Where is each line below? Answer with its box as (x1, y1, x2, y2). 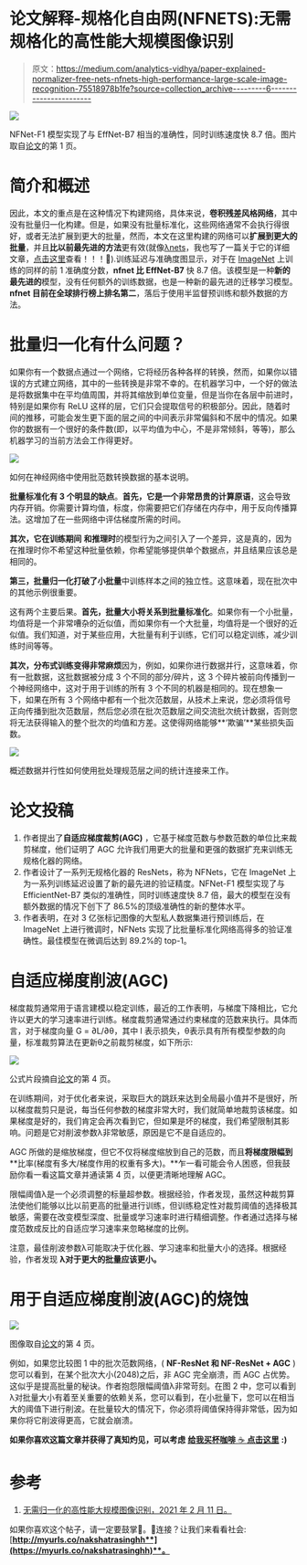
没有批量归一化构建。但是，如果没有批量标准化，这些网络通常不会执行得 (9, 218, 281, 229)
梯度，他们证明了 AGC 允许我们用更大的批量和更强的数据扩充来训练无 (30, 843, 293, 854)
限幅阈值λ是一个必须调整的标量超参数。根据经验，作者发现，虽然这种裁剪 (9, 1189, 287, 1200)
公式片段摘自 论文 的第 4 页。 (9, 1073, 116, 1084)
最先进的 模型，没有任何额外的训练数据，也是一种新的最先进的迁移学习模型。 (9, 276, 298, 287)
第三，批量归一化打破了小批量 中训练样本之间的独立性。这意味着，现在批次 (9, 575, 290, 586)
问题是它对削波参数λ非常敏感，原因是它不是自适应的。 (25, 1126, 231, 1137)
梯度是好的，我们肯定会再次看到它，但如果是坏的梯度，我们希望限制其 (16, 1116, 281, 1126)
